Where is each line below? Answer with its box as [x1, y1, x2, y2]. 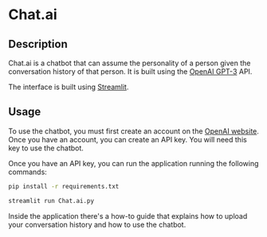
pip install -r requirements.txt [8, 182, 120, 190]
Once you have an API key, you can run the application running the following [8, 158, 259, 168]
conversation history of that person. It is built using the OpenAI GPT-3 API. [8, 67, 253, 76]
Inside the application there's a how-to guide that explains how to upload [8, 211, 248, 220]
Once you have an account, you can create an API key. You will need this [8, 134, 247, 144]
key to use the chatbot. [8, 143, 84, 153]
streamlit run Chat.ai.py [8, 196, 94, 204]
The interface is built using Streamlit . [8, 82, 129, 91]
